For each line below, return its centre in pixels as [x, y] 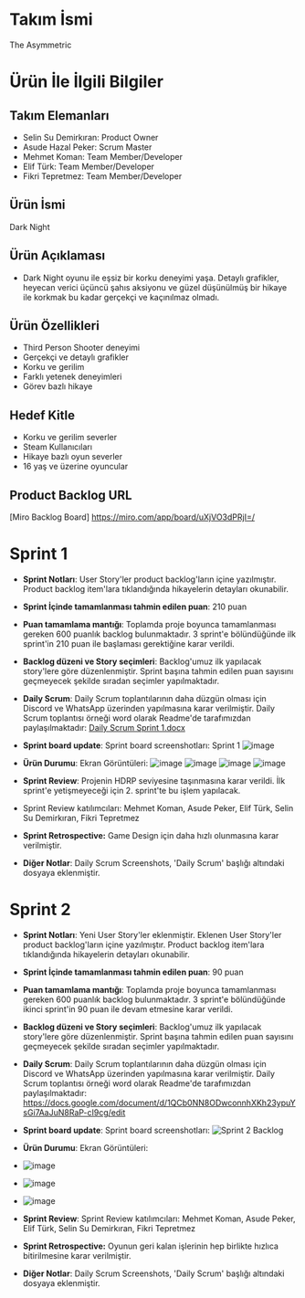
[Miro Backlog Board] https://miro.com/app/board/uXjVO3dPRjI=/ [132, 517]
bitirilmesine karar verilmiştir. [77, 1255]
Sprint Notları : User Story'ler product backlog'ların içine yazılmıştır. [149, 579]
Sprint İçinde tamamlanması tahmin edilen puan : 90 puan [133, 972]
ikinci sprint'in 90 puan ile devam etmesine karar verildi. [127, 1008]
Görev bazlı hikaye [58, 386]
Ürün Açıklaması [58, 256]
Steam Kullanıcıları [58, 447]
